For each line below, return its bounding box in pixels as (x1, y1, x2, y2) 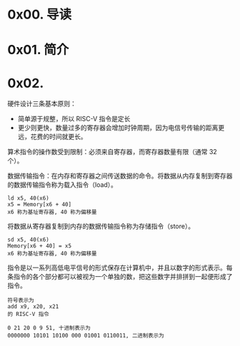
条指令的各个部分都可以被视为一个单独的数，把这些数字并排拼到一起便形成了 (7, 273, 233, 281)
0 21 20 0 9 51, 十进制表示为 (7, 325, 91, 332)
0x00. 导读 (7, 6, 72, 23)
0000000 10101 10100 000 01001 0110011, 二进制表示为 (7, 332, 164, 340)
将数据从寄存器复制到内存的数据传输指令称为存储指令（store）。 (7, 222, 195, 230)
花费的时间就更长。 (30, 133, 87, 141)
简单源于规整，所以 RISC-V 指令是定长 (17, 115, 131, 123)
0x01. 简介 (7, 42, 69, 58)
